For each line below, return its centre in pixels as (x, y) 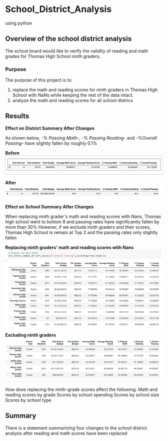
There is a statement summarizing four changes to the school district (76, 428)
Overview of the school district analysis (68, 39)
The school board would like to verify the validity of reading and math (77, 51)
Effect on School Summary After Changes (49, 207)
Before (12, 153)
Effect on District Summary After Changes (50, 128)
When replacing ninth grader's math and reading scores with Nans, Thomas (83, 217)
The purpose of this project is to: (39, 80)
